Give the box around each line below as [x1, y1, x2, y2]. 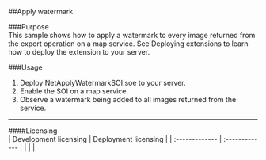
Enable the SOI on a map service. [19, 86, 129, 96]
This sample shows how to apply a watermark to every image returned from [8, 31, 256, 40]
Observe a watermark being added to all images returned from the [19, 95, 237, 104]
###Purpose [8, 22, 49, 31]
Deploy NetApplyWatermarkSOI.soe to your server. [19, 78, 186, 87]
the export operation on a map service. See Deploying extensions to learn [8, 39, 249, 48]
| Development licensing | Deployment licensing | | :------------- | [8, 135, 222, 143]
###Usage [8, 63, 44, 72]
